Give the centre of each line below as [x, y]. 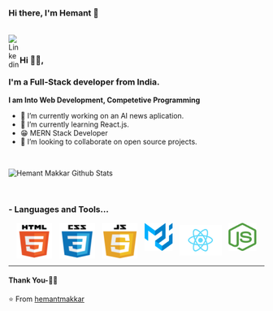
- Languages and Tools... [59, 209]
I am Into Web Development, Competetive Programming [104, 100]
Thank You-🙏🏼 [33, 280]
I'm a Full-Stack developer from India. [84, 82]
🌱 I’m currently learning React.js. [75, 124]
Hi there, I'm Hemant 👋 [54, 13]
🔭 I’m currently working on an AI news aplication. [102, 115]
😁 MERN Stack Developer [64, 132]
